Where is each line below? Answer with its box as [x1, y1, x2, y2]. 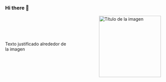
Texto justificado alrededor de [5, 41, 67, 47]
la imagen [5, 46, 25, 52]
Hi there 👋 [5, 4, 30, 11]
